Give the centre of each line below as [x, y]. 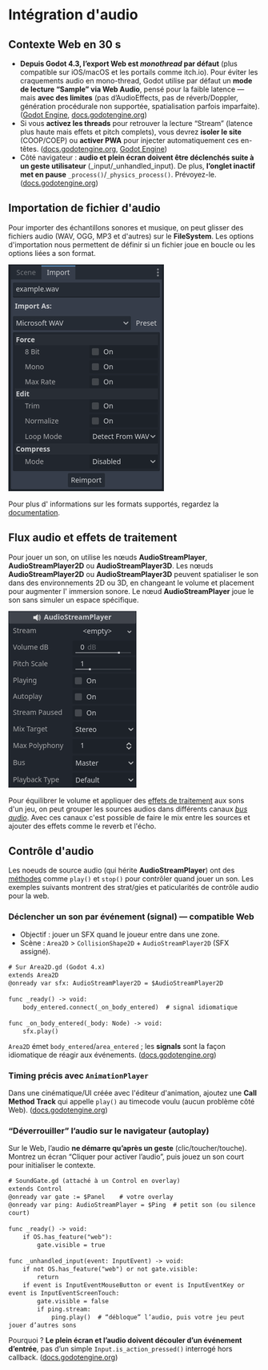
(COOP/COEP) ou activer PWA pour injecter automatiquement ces [129, 140]
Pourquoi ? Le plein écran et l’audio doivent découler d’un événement [125, 1340]
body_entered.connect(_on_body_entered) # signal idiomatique [130, 1007]
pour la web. [29, 896]
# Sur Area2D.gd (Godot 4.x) [57, 967]
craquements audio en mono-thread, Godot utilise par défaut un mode [136, 81]
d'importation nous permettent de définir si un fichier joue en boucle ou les [132, 244]
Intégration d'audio [73, 15]
